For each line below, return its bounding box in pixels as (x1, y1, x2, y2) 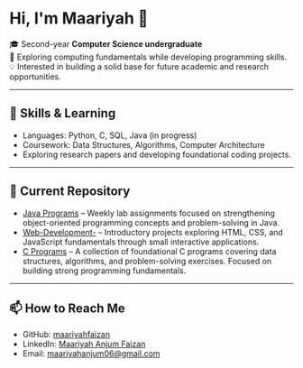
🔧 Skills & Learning (9, 106, 116, 121)
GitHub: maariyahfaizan (22, 329, 111, 340)
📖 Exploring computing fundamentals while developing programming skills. (9, 51, 287, 62)
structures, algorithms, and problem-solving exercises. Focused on (22, 255, 272, 266)
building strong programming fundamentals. (22, 265, 187, 276)
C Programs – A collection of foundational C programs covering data (22, 245, 277, 256)
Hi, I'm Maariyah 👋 (9, 8, 149, 29)
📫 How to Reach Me (9, 300, 125, 316)
